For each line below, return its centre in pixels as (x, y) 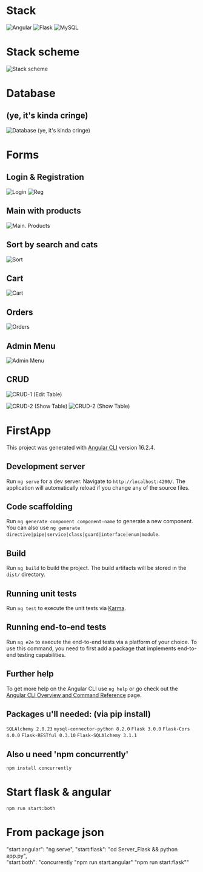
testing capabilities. (42, 654)
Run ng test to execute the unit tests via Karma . (66, 608)
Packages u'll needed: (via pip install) (79, 714)
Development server (46, 466)
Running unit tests (42, 593)
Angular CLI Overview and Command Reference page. (74, 695)
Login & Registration (45, 177)
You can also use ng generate (43, 528)
